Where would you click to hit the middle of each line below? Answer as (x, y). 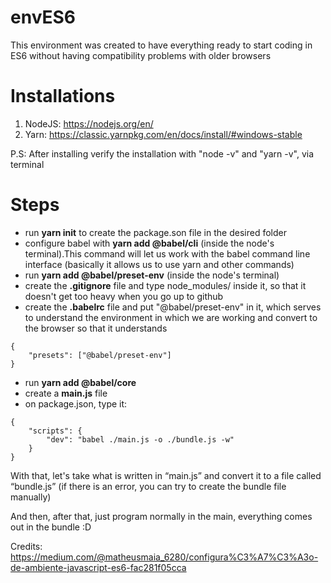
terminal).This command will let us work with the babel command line (167, 253)
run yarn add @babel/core (80, 382)
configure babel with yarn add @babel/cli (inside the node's (149, 243)
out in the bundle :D (51, 527)
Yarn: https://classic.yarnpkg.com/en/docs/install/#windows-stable (163, 134)
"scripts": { (55, 431)
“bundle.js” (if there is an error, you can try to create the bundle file (148, 486)
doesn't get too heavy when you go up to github (124, 296)
